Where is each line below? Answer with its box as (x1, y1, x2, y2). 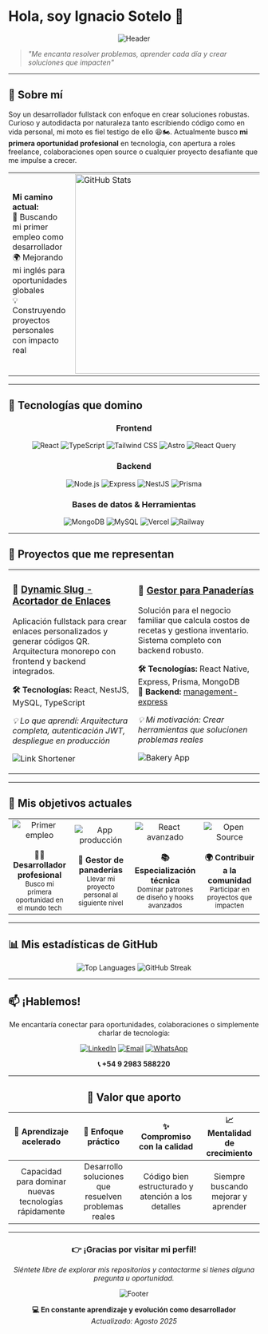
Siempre (214, 1171, 246, 1182)
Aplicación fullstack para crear (12, 615, 127, 626)
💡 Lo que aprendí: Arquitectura (12, 715, 128, 726)
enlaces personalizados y (12, 625, 108, 637)
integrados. (12, 665, 55, 677)
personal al (83, 890, 118, 899)
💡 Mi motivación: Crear (138, 714, 225, 725)
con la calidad (139, 1141, 194, 1152)
